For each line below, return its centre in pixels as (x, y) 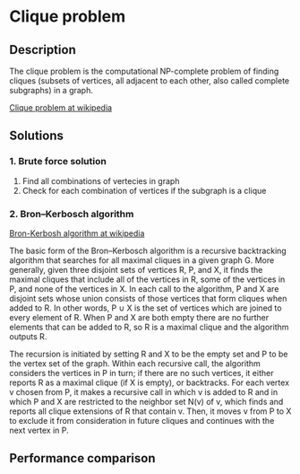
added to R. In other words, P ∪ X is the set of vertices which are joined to (146, 308)
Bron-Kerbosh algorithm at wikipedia (77, 233)
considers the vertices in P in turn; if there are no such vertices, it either (141, 373)
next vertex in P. (39, 430)
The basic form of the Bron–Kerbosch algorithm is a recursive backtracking (148, 250)
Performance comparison (82, 458)
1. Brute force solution (58, 162)
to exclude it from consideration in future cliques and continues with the (142, 420)
